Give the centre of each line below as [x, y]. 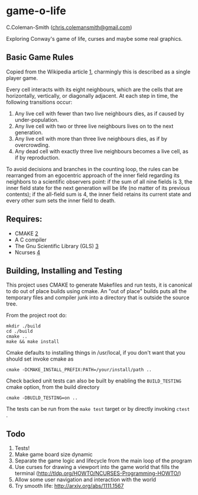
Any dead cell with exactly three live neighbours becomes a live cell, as [101, 151]
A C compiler [30, 240]
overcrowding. [32, 145]
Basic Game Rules [40, 57]
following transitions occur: [39, 102]
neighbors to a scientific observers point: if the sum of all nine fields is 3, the [99, 181]
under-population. [37, 120]
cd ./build [20, 332]
